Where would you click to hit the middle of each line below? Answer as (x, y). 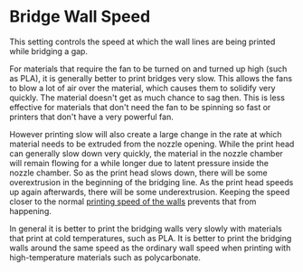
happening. (30, 211)
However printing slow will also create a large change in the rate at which (146, 134)
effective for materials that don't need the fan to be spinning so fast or (140, 107)
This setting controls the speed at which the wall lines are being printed (142, 42)
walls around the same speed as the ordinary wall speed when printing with (150, 248)
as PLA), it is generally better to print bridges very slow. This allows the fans (151, 78)
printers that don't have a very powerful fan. (92, 117)
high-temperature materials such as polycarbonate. (105, 257)
